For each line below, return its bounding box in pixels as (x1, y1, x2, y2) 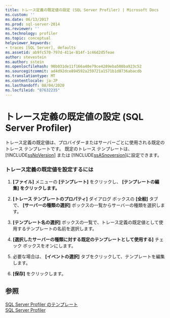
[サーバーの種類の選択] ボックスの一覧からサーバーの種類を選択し (22, 202, 161, 208)
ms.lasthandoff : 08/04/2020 (5, 83, 65, 88)
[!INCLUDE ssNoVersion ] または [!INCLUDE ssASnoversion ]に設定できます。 (5, 152, 162, 158)
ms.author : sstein (5, 59, 44, 64)
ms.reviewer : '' (5, 26, 40, 31)
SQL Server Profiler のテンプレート (5, 301, 78, 307)
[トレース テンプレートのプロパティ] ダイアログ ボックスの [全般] (12, 196, 148, 202)
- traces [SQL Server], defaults (5, 45, 76, 50)
